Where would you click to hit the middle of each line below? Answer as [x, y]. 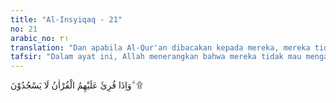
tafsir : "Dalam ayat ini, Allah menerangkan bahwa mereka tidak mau [156, 57]
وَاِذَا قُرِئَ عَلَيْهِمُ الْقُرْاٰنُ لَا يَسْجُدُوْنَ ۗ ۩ [76, 85]
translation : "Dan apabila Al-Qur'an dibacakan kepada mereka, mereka [160, 47]
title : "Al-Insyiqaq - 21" [66, 19]
